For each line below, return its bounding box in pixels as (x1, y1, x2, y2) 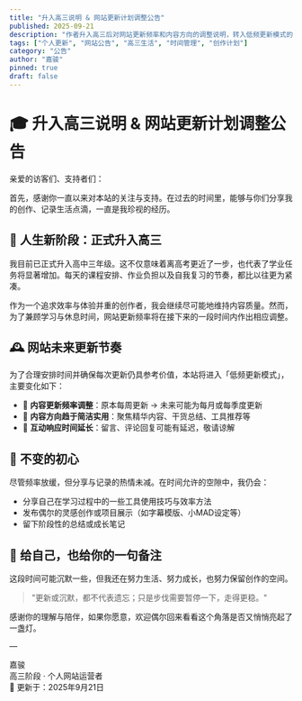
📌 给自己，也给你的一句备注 (9, 547, 162, 563)
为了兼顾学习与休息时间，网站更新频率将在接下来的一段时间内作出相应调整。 (9, 311, 293, 322)
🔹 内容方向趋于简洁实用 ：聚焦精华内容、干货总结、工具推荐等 (22, 411, 251, 422)
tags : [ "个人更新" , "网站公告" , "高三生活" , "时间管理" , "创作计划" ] (9, 38, 249, 48)
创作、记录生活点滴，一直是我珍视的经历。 (16, 204, 175, 214)
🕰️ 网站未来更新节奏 (9, 340, 122, 355)
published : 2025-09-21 (9, 22, 94, 31)
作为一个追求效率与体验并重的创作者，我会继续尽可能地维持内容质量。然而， (9, 299, 293, 311)
